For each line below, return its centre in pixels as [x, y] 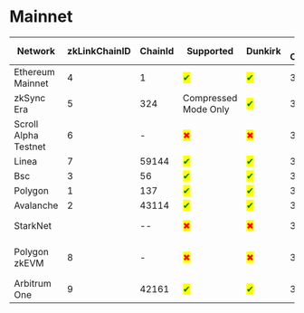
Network [36, 51]
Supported [210, 51]
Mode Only [206, 109]
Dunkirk [263, 51]
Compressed [210, 98]
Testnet [30, 147]
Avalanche [36, 205]
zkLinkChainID [99, 51]
